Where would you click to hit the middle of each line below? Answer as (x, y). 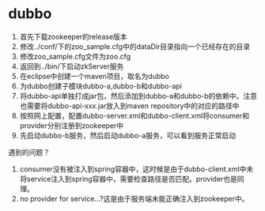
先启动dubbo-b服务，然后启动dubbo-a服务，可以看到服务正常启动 (127, 135)
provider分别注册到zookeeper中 (72, 125)
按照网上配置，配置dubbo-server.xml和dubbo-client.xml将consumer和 (134, 115)
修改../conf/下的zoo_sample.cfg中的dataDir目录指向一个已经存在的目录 (135, 46)
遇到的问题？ (29, 152)
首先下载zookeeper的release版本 (74, 36)
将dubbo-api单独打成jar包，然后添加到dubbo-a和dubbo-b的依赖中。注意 (138, 96)
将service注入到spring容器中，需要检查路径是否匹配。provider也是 (128, 179)
